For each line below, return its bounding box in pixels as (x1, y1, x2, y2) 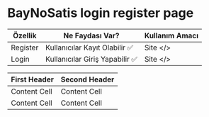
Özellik (13, 30, 37, 40)
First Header (11, 74, 55, 84)
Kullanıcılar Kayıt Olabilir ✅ (45, 43, 134, 52)
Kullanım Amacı (144, 30, 199, 40)
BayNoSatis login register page (7, 5, 194, 21)
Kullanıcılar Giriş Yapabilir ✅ (45, 54, 138, 64)
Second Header (60, 74, 115, 84)
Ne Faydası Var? (63, 30, 120, 40)
